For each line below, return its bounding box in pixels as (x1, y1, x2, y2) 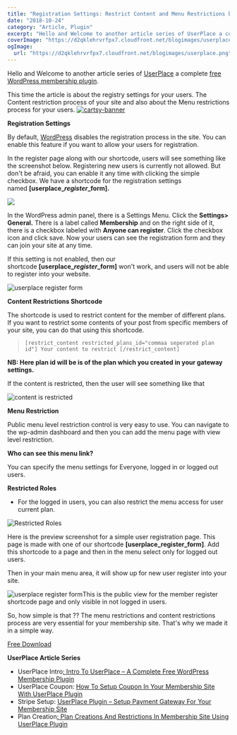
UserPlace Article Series (7, 653, 81, 661)
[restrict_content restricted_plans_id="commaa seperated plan (24, 339, 215, 346)
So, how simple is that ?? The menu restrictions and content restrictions (7, 611, 216, 619)
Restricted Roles (7, 483, 57, 492)
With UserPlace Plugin (17, 690, 83, 698)
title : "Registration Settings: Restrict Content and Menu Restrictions (7, 10, 226, 18)
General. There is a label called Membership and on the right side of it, (7, 218, 215, 227)
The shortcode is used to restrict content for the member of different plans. (7, 310, 226, 319)
